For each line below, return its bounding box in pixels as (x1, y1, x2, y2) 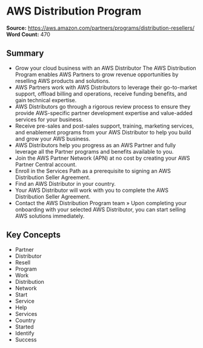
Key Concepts (6, 230, 61, 240)
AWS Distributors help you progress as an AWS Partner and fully (15, 141, 176, 149)
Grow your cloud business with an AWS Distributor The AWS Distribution (15, 64, 196, 71)
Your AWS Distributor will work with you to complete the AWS (15, 186, 168, 194)
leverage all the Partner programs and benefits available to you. (15, 148, 174, 155)
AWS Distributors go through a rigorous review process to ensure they (15, 103, 191, 110)
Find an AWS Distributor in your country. (15, 180, 116, 187)
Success (15, 336, 37, 343)
